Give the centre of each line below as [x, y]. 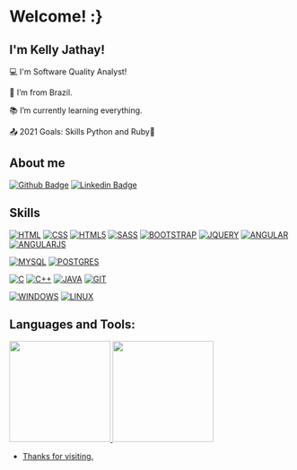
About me [37, 163]
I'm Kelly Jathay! [57, 50]
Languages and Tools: [73, 325]
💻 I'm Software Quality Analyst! [68, 72]
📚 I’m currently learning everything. [76, 110]
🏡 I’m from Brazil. [41, 92]
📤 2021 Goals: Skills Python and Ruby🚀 [82, 131]
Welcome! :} [56, 17]
